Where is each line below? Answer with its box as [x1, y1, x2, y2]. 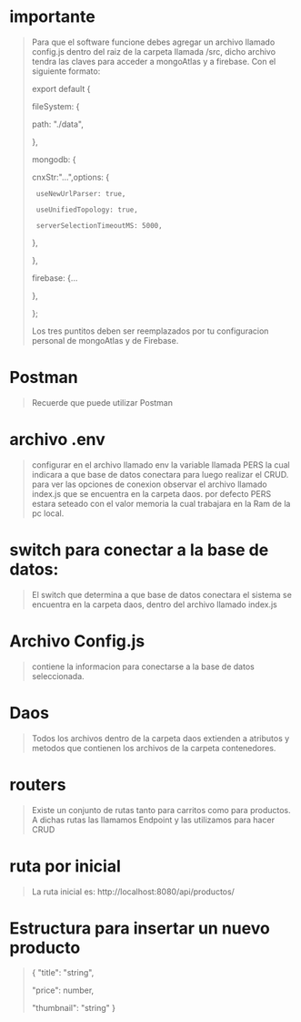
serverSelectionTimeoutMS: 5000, [35, 221, 163, 230]
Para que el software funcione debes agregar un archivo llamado [31, 36, 276, 47]
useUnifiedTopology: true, [35, 205, 138, 214]
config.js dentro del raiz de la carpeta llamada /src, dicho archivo [31, 46, 276, 57]
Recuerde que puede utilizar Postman [31, 397, 174, 408]
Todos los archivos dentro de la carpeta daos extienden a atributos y [31, 732, 290, 744]
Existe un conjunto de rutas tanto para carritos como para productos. [31, 804, 291, 815]
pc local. [31, 508, 65, 519]
